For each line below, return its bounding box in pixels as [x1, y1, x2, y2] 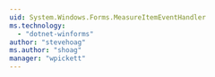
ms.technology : [9, 21, 66, 30]
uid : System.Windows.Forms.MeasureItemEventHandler [9, 12, 206, 22]
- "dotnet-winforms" [17, 29, 94, 38]
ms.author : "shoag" [9, 46, 82, 55]
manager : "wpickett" [9, 54, 87, 63]
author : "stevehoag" [9, 37, 87, 47]
